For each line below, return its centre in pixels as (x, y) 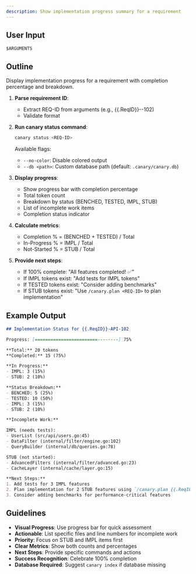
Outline (20, 66)
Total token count (44, 195)
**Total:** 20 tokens (32, 350)
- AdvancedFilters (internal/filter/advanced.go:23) (71, 463)
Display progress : (36, 178)
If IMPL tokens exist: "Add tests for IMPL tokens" (81, 279)
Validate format (41, 116)
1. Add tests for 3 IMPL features (48, 484)
